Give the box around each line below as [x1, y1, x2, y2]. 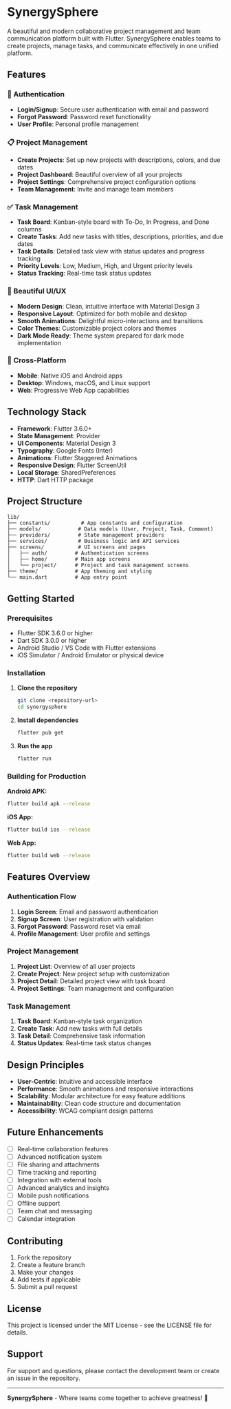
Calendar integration [16, 1215, 76, 1223]
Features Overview [7, 871, 91, 883]
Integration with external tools [16, 1176, 102, 1184]
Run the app [16, 742, 53, 750]
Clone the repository [16, 683, 78, 692]
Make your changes [16, 1268, 74, 1277]
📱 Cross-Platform [7, 356, 67, 365]
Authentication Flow [7, 892, 77, 901]
